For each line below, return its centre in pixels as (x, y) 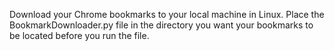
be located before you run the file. (79, 35)
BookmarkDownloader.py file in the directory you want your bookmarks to (161, 25)
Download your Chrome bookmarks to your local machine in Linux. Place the (167, 14)
